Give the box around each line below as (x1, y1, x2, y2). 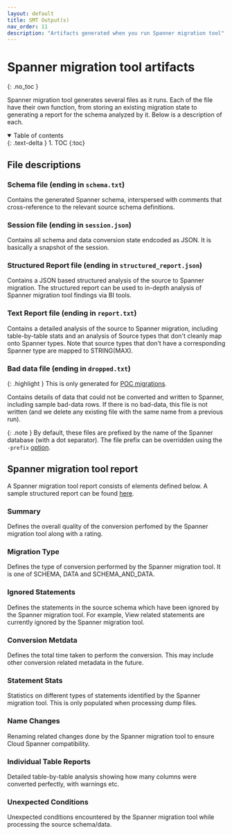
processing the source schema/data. (7, 820, 112, 829)
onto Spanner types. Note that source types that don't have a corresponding (7, 339, 226, 347)
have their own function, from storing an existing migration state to (7, 103, 197, 112)
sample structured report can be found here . (7, 489, 134, 497)
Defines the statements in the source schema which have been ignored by (7, 603, 220, 612)
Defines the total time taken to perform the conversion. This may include (7, 651, 214, 659)
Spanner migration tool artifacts (7, 60, 195, 75)
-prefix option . (7, 444, 51, 452)
